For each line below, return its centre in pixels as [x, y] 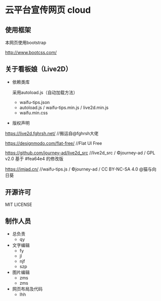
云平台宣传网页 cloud [48, 10]
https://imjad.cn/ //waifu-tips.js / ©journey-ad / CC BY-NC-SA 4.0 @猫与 [79, 169]
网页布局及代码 [27, 289]
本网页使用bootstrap [26, 43]
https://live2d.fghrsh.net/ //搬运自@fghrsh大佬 [52, 133]
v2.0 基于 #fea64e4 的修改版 [34, 159]
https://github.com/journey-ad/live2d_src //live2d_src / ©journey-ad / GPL [80, 153]
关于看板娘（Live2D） [39, 69]
